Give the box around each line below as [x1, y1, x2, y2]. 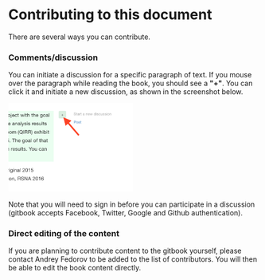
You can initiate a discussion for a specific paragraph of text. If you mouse [8, 70, 252, 80]
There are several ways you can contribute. [8, 32, 151, 41]
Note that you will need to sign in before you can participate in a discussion [8, 199, 255, 209]
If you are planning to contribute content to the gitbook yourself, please [8, 246, 242, 256]
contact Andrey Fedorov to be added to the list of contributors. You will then [8, 254, 258, 264]
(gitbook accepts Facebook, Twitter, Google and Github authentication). [8, 207, 243, 217]
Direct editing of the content [8, 227, 119, 239]
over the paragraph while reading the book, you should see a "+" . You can [8, 78, 253, 89]
